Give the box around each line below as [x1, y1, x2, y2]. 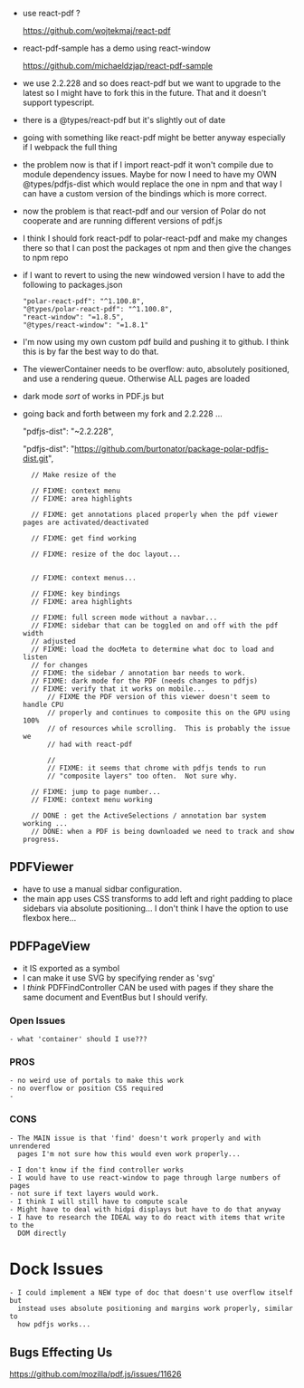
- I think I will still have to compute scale [9, 1197, 188, 1206]
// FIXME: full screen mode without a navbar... [31, 613, 218, 622]
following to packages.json [22, 280, 124, 290]
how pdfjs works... [17, 1320, 91, 1329]
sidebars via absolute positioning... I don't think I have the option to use [22, 903, 289, 914]
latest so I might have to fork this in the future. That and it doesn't [22, 88, 267, 98]
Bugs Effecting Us [9, 1345, 113, 1360]
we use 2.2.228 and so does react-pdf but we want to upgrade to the [22, 78, 281, 89]
